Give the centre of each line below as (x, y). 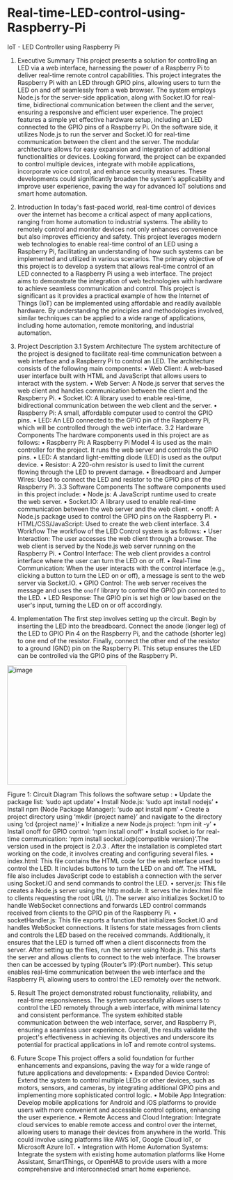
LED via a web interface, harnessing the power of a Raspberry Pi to (113, 68)
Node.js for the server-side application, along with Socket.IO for (109, 97)
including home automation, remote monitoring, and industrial (105, 325)
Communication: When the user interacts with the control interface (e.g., (121, 568)
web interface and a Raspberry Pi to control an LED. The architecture (116, 361)
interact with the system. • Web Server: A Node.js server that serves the (121, 383)
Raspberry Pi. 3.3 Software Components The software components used (121, 487)
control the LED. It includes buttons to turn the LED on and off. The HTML (112, 868)
